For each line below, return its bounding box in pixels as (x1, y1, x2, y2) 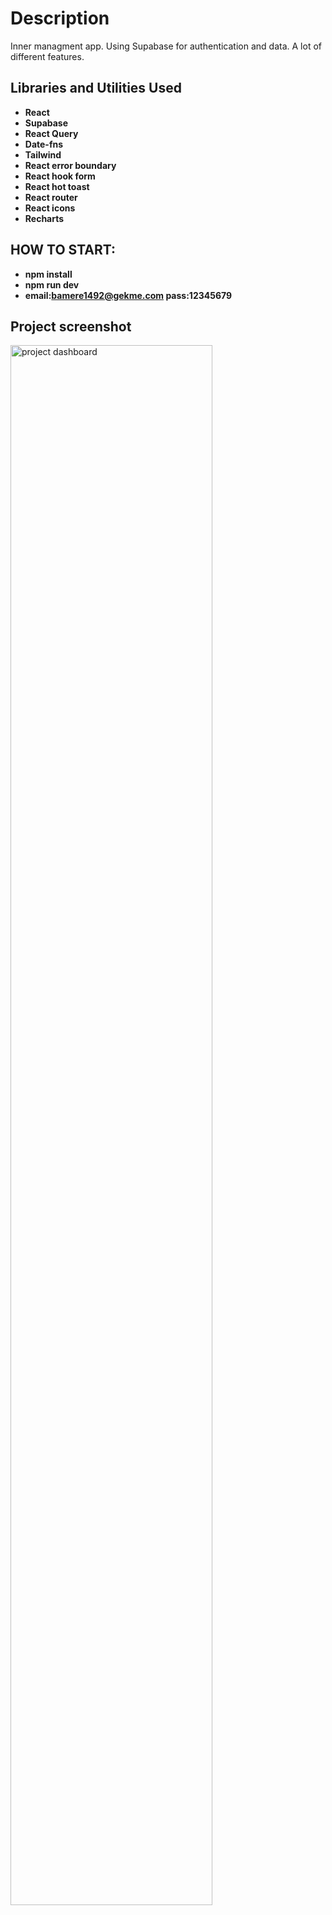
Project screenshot (10, 318, 132, 335)
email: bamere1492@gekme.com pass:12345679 (24, 289, 233, 301)
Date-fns (24, 138, 64, 150)
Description (10, 7, 110, 30)
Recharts (24, 212, 65, 224)
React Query (24, 127, 79, 139)
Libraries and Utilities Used (10, 80, 182, 97)
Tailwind (24, 148, 62, 161)
